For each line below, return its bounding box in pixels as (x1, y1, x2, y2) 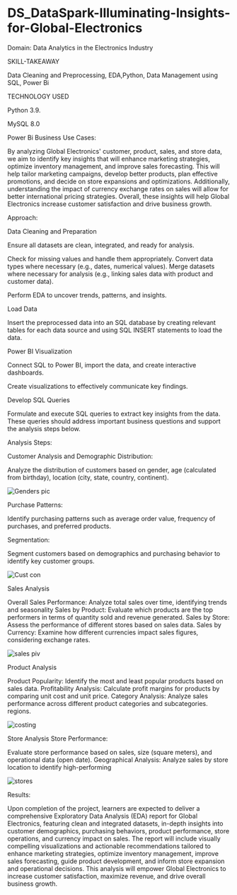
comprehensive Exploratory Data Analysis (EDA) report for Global (7, 811, 198, 820)
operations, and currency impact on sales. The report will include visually (7, 834, 221, 843)
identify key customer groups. (7, 557, 95, 565)
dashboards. (7, 368, 45, 377)
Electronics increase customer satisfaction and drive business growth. (7, 200, 212, 208)
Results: (7, 790, 31, 799)
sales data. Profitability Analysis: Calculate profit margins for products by (7, 684, 220, 692)
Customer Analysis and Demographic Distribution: (7, 452, 154, 460)
